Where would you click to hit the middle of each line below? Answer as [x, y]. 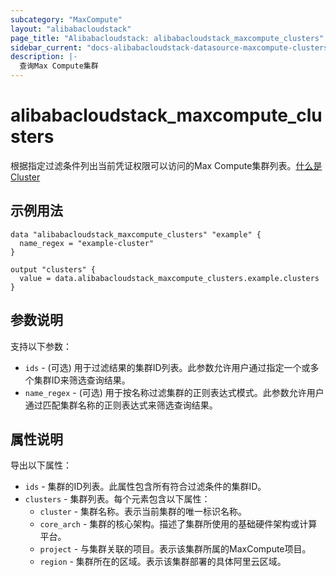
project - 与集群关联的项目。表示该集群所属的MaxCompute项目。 [175, 549]
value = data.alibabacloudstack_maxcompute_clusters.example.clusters [169, 278]
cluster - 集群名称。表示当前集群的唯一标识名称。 [143, 512]
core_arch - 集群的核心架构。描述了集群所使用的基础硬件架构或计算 [178, 524]
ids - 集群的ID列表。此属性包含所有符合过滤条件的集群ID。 [145, 487]
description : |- [44, 57]
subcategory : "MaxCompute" [66, 19]
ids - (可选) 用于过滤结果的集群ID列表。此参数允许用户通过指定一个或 [167, 367]
